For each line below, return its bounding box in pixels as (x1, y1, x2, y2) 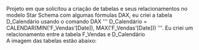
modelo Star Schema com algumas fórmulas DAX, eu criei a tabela (6, 11, 173, 19)
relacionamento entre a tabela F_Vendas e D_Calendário (6, 31, 146, 38)
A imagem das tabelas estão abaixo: (6, 37, 97, 44)
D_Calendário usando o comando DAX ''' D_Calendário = (6, 18, 147, 25)
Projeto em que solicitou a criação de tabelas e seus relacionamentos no (6, 5, 188, 12)
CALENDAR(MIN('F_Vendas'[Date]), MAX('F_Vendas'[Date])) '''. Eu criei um (6, 24, 193, 31)
